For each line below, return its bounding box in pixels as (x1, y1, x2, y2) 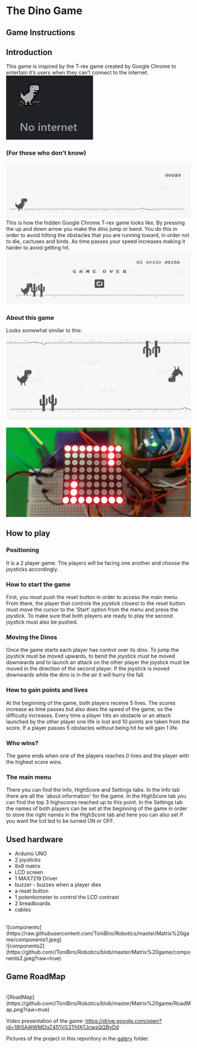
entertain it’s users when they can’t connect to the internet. (6, 69, 149, 76)
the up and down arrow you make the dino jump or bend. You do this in (6, 226, 178, 233)
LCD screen (14, 869, 43, 876)
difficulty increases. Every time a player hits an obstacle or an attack (6, 712, 171, 719)
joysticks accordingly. (6, 566, 59, 573)
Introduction (6, 47, 53, 57)
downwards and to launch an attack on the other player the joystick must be (6, 659, 190, 666)
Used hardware (6, 834, 63, 845)
